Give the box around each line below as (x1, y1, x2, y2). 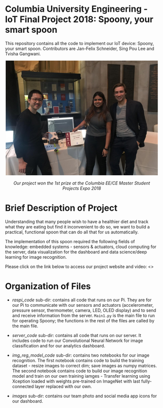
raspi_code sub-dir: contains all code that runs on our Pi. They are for (12, 297, 152, 303)
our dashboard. (12, 398, 43, 404)
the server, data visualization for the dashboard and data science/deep (5, 249, 147, 255)
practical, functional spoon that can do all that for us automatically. (5, 229, 139, 235)
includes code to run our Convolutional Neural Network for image (12, 338, 144, 343)
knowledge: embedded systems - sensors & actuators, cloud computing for (5, 244, 157, 249)
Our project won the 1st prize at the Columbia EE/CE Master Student (13, 180, 150, 186)
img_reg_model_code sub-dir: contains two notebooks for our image (12, 352, 150, 358)
